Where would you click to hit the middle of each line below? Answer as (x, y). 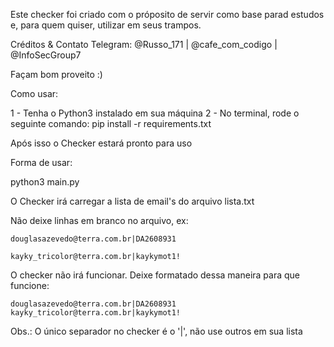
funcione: (30, 285)
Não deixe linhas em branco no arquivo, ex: (99, 220)
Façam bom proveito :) (56, 74)
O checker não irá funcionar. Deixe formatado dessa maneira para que (155, 275)
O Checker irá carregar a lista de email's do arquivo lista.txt (132, 201)
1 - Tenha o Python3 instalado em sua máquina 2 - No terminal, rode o (155, 113)
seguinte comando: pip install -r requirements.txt (111, 123)
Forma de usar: (41, 162)
